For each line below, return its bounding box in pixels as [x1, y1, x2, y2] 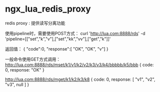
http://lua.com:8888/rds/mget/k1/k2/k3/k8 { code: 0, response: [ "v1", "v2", [5, 76, 156, 82]
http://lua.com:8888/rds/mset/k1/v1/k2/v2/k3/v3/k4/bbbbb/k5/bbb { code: [5, 62, 154, 68]
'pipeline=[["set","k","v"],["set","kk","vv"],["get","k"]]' [5, 36, 111, 42]
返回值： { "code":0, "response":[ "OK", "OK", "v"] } [5, 46, 108, 52]
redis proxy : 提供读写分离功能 [5, 20, 66, 26]
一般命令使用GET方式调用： [5, 56, 61, 62]
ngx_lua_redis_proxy [5, 3, 91, 15]
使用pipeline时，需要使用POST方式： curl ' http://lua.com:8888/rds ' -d [5, 30, 145, 36]
